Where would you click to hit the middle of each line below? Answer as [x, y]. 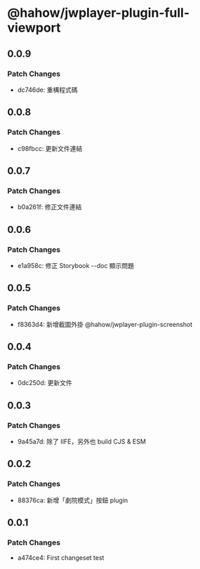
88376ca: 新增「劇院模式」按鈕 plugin [73, 500]
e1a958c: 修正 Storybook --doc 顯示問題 [76, 265]
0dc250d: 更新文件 [45, 383]
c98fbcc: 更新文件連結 [50, 148]
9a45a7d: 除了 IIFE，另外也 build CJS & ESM [81, 441]
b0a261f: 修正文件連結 [49, 207]
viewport [34, 28]
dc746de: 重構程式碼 [47, 90]
